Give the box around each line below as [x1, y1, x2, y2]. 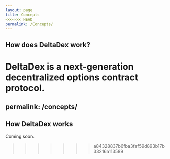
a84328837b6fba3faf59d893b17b [93, 143, 165, 149]
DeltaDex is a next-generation [5, 60, 134, 72]
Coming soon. [5, 133, 35, 140]
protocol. [5, 82, 45, 94]
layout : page [5, 7, 33, 13]
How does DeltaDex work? [5, 40, 90, 49]
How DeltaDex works [5, 120, 73, 129]
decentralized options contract [5, 72, 139, 83]
